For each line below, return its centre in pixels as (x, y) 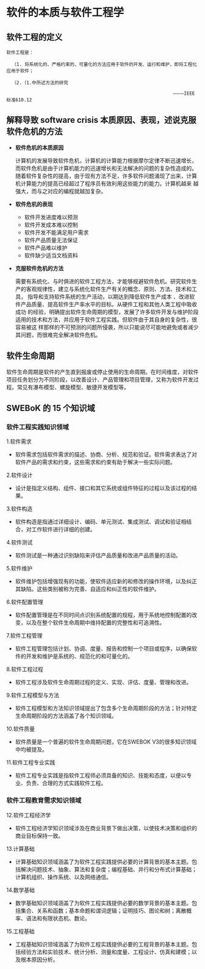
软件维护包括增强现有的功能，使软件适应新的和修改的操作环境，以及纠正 (106, 581)
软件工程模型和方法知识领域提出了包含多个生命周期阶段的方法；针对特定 (106, 708)
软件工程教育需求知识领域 (44, 800)
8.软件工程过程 (25, 669)
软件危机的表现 (34, 204)
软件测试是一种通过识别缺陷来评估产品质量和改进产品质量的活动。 (98, 555)
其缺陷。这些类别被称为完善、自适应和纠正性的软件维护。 (87, 589)
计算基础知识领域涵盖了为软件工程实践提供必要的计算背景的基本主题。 (103, 861)
